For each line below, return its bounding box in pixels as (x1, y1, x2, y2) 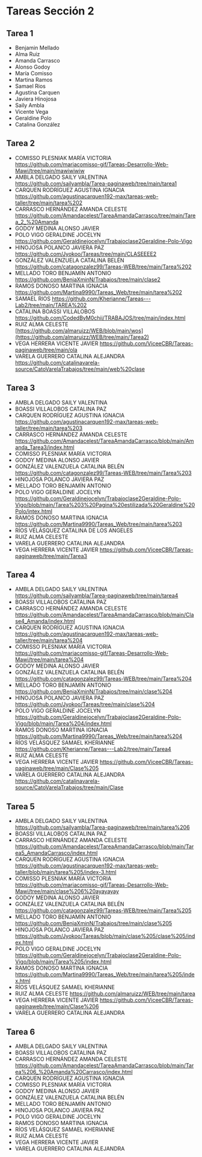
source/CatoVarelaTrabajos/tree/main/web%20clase (14, 365, 145, 373)
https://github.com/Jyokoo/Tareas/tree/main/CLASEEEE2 (14, 250, 157, 257)
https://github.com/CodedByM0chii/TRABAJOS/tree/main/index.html (14, 314, 186, 321)
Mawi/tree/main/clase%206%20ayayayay (14, 888, 119, 895)
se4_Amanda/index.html (14, 618, 75, 625)
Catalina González (14, 121, 61, 128)
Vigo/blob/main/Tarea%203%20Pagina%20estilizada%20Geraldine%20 (14, 501, 195, 508)
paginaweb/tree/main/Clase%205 (14, 765, 99, 772)
